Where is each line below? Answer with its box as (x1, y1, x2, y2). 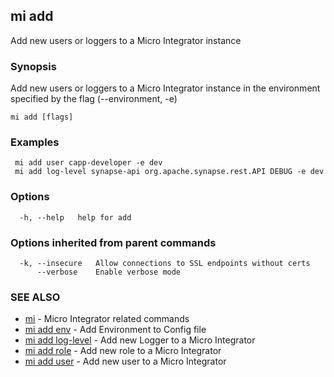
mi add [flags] (10, 112, 74, 123)
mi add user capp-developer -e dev (14, 158, 163, 168)
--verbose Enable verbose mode (36, 267, 182, 277)
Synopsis (10, 59, 57, 73)
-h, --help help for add (19, 212, 132, 223)
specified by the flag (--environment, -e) (10, 93, 178, 105)
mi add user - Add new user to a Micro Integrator (24, 355, 227, 368)
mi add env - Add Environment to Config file (24, 324, 207, 336)
